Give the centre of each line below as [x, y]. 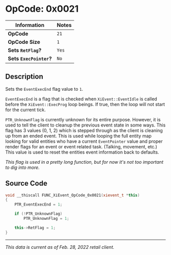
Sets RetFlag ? [25, 50]
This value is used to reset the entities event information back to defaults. [82, 152]
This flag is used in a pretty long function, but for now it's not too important [84, 162]
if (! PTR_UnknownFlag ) [38, 214]
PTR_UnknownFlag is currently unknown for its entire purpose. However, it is [83, 119]
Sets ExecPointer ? [30, 58]
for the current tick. [25, 110]
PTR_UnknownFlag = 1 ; [47, 219]
